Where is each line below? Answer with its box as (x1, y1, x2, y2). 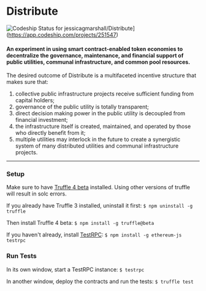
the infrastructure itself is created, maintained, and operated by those (15, 123, 191, 130)
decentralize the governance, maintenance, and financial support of (6, 51, 184, 59)
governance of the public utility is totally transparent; (15, 103, 149, 111)
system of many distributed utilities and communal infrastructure (15, 142, 179, 149)
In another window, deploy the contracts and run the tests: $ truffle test (6, 278, 194, 285)
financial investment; (15, 116, 69, 124)
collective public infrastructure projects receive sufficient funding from (15, 90, 194, 97)
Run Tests (6, 252, 37, 260)
